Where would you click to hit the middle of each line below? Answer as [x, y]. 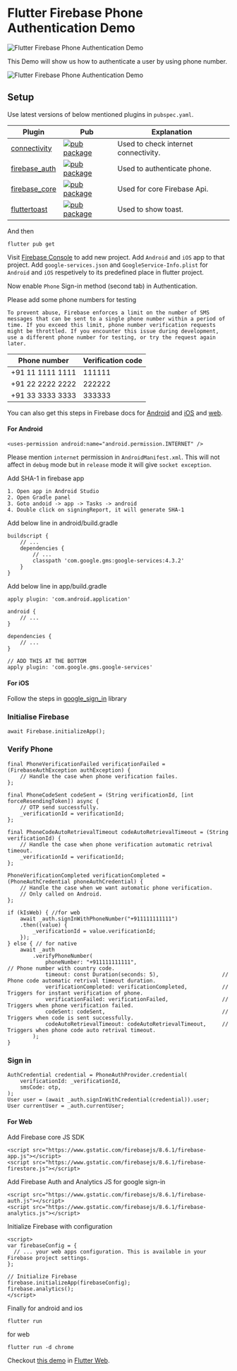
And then [20, 231]
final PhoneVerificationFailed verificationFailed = [86, 764]
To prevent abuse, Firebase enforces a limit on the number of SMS [109, 313]
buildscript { [28, 536]
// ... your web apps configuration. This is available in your [110, 1252]
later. [17, 343]
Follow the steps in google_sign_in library [67, 699]
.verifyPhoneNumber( [63, 956]
